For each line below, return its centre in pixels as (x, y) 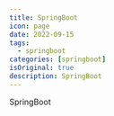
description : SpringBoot (56, 76)
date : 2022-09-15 (42, 34)
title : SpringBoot (44, 18)
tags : (19, 43)
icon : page (30, 26)
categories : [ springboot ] (57, 59)
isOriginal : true (42, 68)
